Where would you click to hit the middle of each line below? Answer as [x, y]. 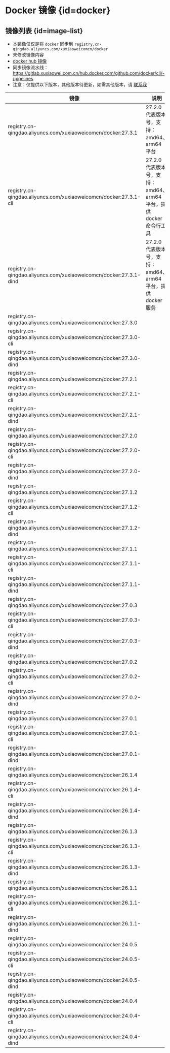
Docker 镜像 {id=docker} [58, 10]
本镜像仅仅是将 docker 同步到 [43, 44]
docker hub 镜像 [30, 61]
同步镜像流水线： [30, 67]
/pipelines [23, 79]
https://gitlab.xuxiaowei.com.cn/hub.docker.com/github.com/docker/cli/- [89, 73]
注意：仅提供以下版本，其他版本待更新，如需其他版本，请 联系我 [80, 85]
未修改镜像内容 [28, 55]
